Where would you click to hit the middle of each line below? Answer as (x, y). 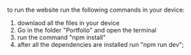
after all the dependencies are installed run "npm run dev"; (100, 44)
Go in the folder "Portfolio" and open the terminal (87, 30)
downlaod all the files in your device (68, 23)
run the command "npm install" (61, 37)
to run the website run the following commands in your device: (96, 10)
